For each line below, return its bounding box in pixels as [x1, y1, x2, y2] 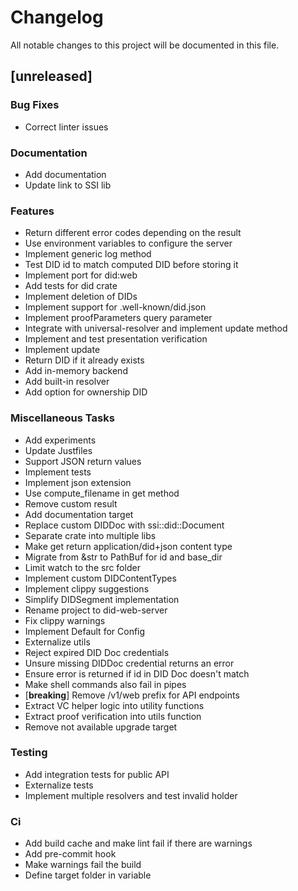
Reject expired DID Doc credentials [24, 646, 170, 658]
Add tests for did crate [24, 280, 118, 292]
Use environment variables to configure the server [24, 237, 233, 250]
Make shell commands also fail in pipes [24, 678, 187, 690]
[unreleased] [10, 68, 93, 85]
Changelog [10, 6, 104, 29]
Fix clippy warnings [24, 614, 106, 626]
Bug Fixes [10, 98, 60, 112]
